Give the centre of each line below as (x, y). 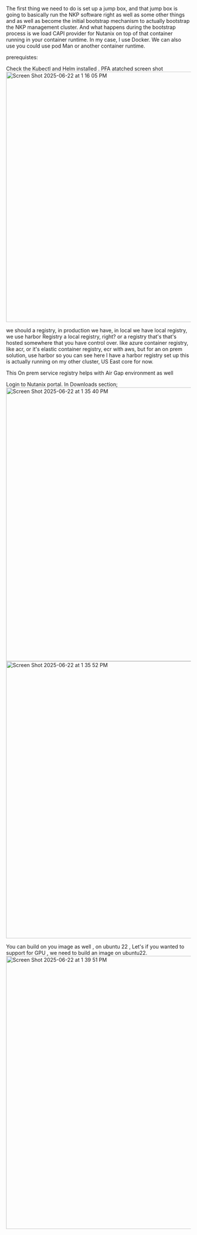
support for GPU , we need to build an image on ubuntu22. (77, 953)
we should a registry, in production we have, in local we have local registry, (97, 330)
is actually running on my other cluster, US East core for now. (80, 361)
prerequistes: (22, 57)
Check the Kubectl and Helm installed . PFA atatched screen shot (84, 69)
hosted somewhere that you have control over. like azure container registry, (97, 343)
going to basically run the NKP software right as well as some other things (96, 15)
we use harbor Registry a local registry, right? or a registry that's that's (91, 336)
